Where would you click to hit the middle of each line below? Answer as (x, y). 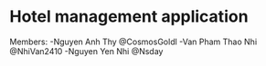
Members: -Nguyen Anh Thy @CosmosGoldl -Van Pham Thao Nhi (133, 42)
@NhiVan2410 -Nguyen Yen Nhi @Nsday (86, 51)
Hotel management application (129, 17)
